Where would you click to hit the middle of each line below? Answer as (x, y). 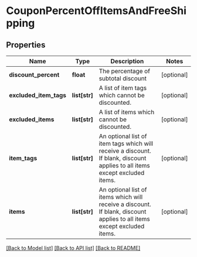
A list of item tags (123, 88)
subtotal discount (123, 78)
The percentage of (125, 71)
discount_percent (34, 75)
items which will (121, 197)
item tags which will (126, 143)
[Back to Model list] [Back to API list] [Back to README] (73, 248)
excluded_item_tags (38, 95)
